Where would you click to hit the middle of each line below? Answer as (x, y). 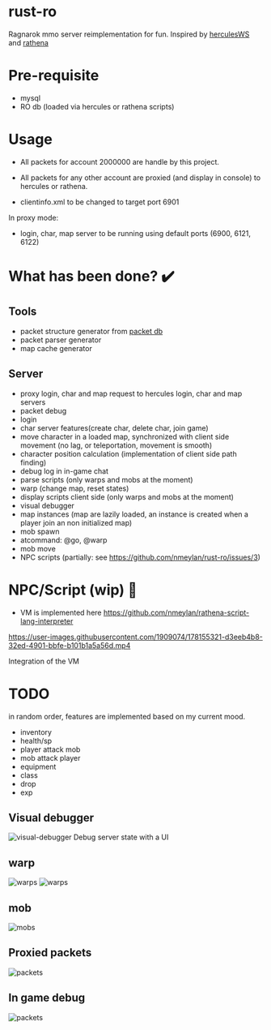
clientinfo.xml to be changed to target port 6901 (100, 202)
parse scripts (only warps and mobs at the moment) (106, 479)
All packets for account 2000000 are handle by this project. (120, 161)
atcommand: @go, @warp (64, 540)
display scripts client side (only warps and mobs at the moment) (127, 496)
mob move (38, 548)
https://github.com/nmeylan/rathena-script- (176, 612)
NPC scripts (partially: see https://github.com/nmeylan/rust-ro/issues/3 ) (140, 557)
